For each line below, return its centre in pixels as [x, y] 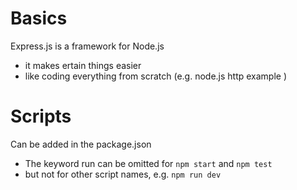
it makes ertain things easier [83, 65]
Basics [39, 18]
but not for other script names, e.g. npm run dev [123, 174]
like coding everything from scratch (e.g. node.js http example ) [156, 76]
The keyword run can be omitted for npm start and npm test [148, 163]
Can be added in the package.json [81, 144]
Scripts [41, 116]
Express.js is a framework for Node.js [87, 46]
